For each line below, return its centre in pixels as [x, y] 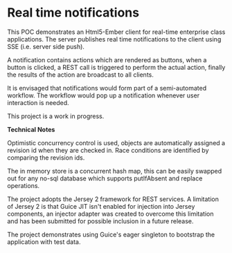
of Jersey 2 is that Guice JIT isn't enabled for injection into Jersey [101, 206]
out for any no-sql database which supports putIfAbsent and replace [105, 178]
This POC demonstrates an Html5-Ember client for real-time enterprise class [116, 32]
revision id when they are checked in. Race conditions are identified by [108, 150]
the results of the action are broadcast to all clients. [81, 75]
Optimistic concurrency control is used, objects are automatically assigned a [116, 142]
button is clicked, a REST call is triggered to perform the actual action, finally [116, 67]
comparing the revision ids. [46, 158]
